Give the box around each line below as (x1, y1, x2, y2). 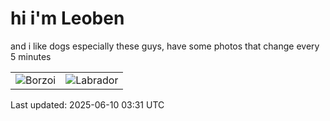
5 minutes (10, 50, 52, 62)
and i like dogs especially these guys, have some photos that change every (10, 40, 320, 52)
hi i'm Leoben (10, 7, 125, 30)
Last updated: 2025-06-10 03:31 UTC (10, 98, 165, 111)
